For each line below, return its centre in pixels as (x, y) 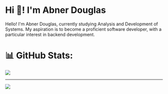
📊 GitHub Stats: (39, 55)
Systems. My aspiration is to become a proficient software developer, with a (83, 29)
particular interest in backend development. (50, 34)
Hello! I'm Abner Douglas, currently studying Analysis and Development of (82, 24)
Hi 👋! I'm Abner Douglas (55, 10)
